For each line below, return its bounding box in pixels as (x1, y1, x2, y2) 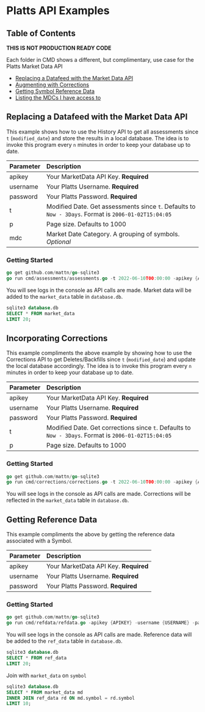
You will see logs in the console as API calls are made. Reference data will (6, 631, 192, 639)
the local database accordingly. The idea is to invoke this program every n (6, 362, 192, 370)
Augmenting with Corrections (15, 81, 90, 88)
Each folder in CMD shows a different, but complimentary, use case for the (6, 56, 194, 63)
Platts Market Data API (6, 62, 63, 70)
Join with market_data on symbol (6, 672, 87, 679)
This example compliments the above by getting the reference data (6, 531, 175, 538)
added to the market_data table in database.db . (6, 293, 123, 300)
